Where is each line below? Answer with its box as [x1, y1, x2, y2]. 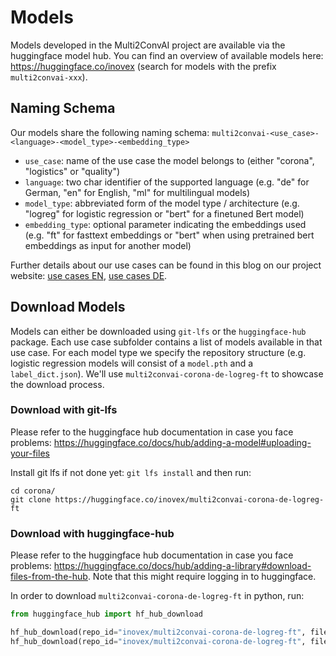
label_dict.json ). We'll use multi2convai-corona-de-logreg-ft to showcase [10, 367, 324, 380]
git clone [10, 494, 52, 505]
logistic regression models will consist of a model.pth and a [10, 357, 254, 369]
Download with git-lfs [10, 403, 118, 417]
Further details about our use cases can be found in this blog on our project [10, 259, 322, 271]
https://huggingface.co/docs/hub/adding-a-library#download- [53, 560, 312, 572]
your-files [10, 447, 50, 459]
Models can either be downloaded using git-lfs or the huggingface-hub [10, 325, 307, 337]
